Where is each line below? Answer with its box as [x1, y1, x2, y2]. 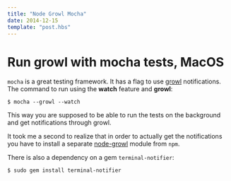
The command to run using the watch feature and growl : [7, 85, 173, 93]
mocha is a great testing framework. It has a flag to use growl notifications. [7, 77, 221, 86]
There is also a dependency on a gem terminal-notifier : [7, 153, 174, 162]
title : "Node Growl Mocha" [7, 10, 87, 18]
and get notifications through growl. [7, 118, 112, 127]
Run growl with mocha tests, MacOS [7, 54, 225, 70]
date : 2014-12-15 [7, 17, 59, 24]
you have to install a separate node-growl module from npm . [7, 139, 180, 148]
